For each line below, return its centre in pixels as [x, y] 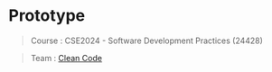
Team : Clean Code [66, 58]
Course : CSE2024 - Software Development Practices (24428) [147, 40]
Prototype [47, 16]
